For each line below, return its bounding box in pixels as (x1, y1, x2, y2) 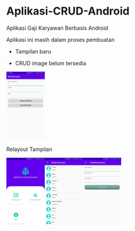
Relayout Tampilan (6, 146, 53, 153)
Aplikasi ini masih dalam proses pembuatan (6, 36, 115, 43)
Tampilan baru (15, 47, 52, 55)
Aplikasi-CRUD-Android (6, 4, 130, 18)
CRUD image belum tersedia (15, 59, 86, 67)
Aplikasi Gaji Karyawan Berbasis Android (6, 24, 108, 32)
